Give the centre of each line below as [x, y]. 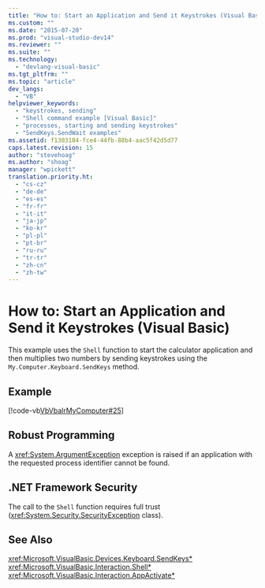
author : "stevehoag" [42, 155]
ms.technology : [33, 60]
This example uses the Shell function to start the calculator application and [131, 350]
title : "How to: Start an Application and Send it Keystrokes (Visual [127, 15]
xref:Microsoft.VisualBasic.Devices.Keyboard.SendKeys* [101, 559]
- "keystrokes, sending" [56, 111]
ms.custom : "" [32, 23]
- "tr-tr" [31, 257]
